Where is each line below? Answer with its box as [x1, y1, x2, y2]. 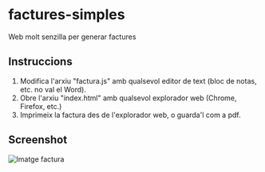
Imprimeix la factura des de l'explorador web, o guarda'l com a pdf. [19, 110, 241, 119]
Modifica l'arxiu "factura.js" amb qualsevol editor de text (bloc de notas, [19, 76, 257, 85]
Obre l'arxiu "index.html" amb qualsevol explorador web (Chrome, [19, 93, 237, 103]
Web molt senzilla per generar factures [8, 32, 136, 41]
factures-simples [8, 6, 125, 24]
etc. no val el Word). [19, 84, 86, 94]
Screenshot [8, 133, 68, 147]
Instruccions [8, 55, 73, 68]
